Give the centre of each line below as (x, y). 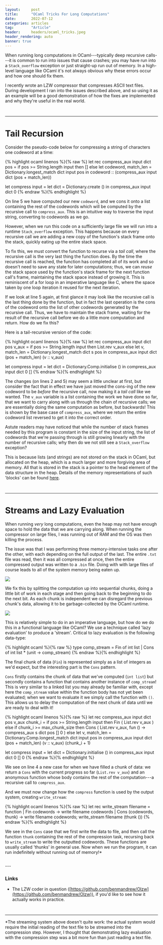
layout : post (23, 9)
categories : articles (27, 23)
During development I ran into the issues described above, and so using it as (81, 90)
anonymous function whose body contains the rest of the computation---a (80, 777)
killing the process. (24, 539)
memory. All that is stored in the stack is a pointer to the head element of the (81, 467)
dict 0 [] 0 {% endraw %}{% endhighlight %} (50, 757)
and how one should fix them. (35, 76)
